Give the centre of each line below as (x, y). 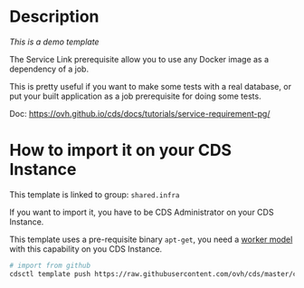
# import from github (50, 265)
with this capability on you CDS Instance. (86, 249)
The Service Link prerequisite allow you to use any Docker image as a (139, 59)
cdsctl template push (50, 274)
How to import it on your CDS (121, 150)
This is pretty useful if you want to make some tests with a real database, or (151, 86)
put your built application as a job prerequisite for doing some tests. (135, 96)
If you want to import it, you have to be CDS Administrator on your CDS (142, 212)
